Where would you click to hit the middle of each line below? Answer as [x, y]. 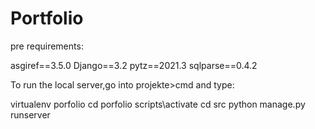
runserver [30, 114]
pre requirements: [47, 46]
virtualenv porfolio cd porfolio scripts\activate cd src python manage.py [158, 104]
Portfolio [47, 18]
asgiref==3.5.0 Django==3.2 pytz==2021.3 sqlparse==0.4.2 [134, 65]
